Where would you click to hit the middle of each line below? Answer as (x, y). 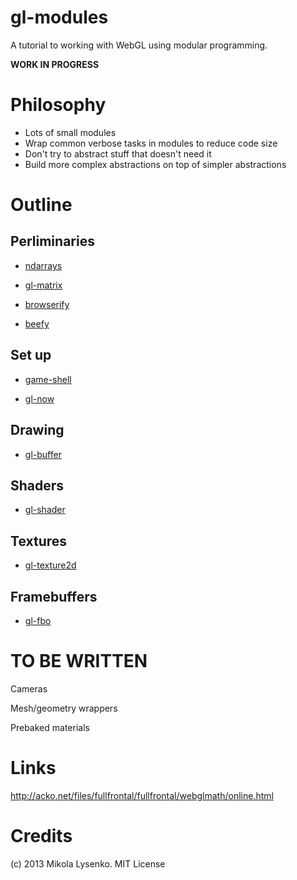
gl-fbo (38, 620)
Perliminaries (52, 241)
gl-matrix (43, 285)
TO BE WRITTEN (79, 661)
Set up (31, 355)
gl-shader (45, 510)
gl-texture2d (50, 565)
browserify (47, 304)
